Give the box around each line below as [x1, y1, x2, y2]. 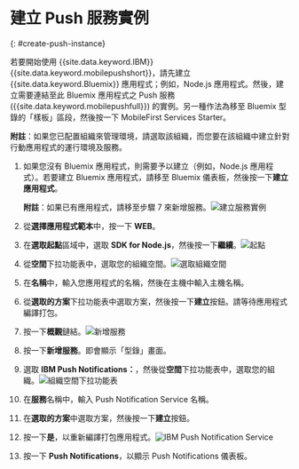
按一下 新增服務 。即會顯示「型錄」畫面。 [22, 345, 171, 355]
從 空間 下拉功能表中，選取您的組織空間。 [22, 258, 171, 269]
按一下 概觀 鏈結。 [22, 326, 86, 337]
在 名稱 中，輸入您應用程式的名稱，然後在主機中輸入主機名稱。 [22, 277, 249, 288]
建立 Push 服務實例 [10, 8, 149, 28]
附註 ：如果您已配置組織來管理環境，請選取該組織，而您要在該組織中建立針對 [10, 131, 290, 141]
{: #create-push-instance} [10, 37, 106, 49]
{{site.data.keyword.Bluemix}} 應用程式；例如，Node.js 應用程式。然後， [10, 78, 277, 89]
